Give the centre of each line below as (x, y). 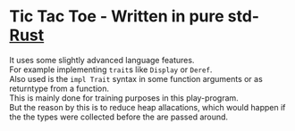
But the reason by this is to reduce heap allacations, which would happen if (147, 107)
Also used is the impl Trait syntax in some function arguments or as (136, 78)
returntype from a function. (59, 88)
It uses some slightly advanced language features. (102, 60)
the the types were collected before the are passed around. (119, 117)
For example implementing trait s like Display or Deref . (111, 70)
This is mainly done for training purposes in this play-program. (124, 98)
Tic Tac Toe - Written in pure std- (135, 16)
